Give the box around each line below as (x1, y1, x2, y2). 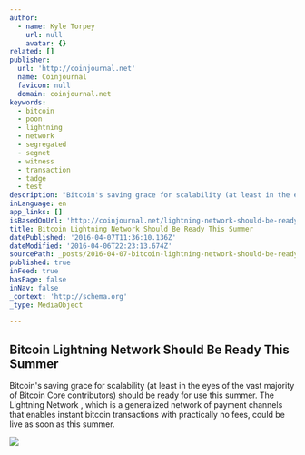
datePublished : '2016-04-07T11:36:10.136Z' (9, 232, 177, 242)
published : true (9, 258, 71, 268)
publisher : (9, 55, 51, 64)
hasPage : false (9, 275, 67, 284)
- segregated (17, 140, 67, 149)
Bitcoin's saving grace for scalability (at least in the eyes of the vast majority (9, 381, 295, 391)
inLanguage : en (9, 199, 67, 209)
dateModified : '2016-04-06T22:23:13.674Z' (9, 242, 172, 251)
